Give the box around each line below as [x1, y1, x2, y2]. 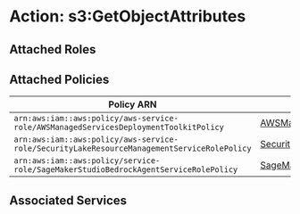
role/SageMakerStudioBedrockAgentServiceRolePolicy [13, 165, 238, 175]
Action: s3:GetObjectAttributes [9, 6, 246, 27]
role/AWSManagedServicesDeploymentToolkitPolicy [13, 122, 225, 133]
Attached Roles [9, 42, 96, 57]
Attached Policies [9, 71, 110, 86]
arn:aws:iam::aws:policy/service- [13, 156, 161, 166]
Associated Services [9, 193, 128, 208]
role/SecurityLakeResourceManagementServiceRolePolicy [13, 144, 252, 153]
